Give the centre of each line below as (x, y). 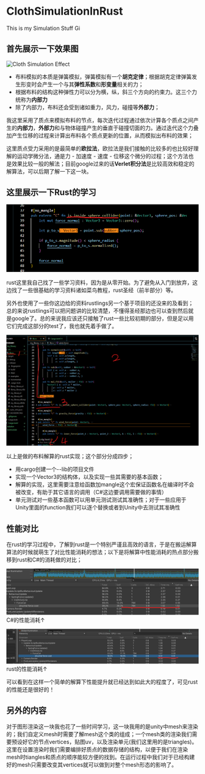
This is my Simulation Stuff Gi (43, 28)
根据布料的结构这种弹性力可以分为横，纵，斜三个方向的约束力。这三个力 (106, 92)
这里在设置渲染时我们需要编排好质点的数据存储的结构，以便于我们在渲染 (97, 749)
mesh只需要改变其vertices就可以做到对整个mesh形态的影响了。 (97, 764)
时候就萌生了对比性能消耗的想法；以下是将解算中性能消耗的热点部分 (108, 552)
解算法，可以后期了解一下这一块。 (49, 171)
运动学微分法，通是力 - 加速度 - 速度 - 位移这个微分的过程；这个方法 (103, 156)
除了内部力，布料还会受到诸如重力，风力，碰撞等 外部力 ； (87, 107)
